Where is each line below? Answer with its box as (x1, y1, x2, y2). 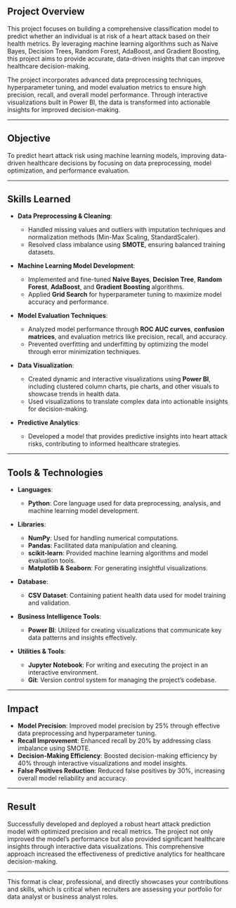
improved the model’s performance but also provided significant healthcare (7, 835, 225, 843)
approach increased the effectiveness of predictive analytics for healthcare (7, 849, 225, 858)
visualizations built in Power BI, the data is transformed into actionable (7, 98, 211, 106)
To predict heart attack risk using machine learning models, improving (7, 151, 210, 159)
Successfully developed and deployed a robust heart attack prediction (7, 819, 211, 828)
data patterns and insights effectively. (27, 634, 138, 642)
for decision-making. (27, 405, 89, 413)
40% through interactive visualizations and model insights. (17, 759, 188, 768)
